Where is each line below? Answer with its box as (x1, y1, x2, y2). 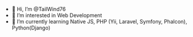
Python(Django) (11, 24, 50, 31)
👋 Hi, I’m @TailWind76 (11, 6, 66, 12)
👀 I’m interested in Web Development (11, 12, 102, 19)
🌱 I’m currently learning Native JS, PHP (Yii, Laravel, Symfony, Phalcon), (11, 18, 188, 25)
